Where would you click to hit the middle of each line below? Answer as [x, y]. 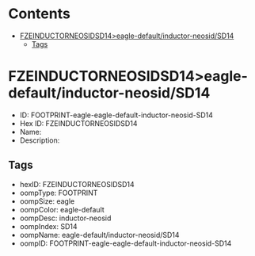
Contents [40, 14]
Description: [40, 140]
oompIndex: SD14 [48, 226]
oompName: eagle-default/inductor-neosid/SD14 [99, 235]
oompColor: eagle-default [62, 209]
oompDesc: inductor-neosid [65, 218]
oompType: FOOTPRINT [59, 193]
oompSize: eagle [47, 201]
